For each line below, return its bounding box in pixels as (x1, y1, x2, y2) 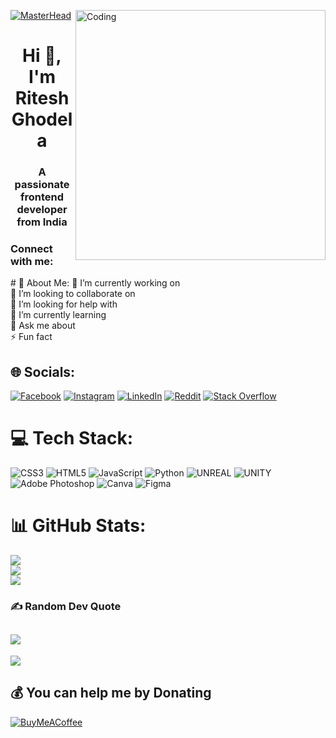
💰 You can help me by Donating (10, 685, 212, 702)
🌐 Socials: (10, 363, 76, 380)
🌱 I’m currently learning (10, 309, 107, 321)
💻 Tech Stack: (10, 427, 134, 450)
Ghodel (11, 108, 73, 131)
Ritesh (14, 87, 70, 110)
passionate (14, 178, 70, 192)
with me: (10, 255, 54, 269)
